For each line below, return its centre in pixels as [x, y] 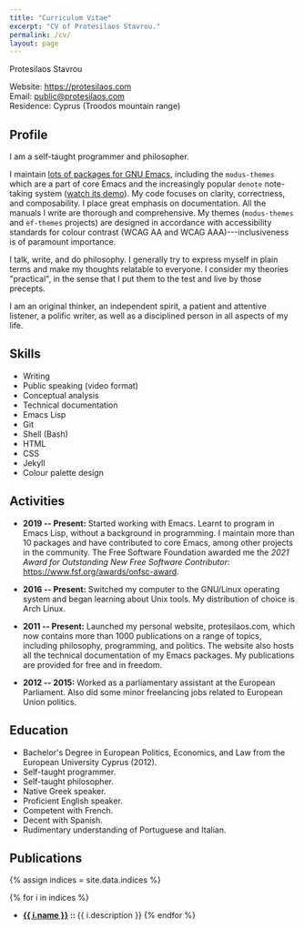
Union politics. [50, 702]
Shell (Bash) [45, 434]
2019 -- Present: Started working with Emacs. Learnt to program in [148, 523]
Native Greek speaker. [64, 791]
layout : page [34, 43]
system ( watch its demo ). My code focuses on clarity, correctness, [160, 194]
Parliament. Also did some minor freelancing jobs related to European [153, 692]
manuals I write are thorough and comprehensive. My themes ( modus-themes [152, 213]
